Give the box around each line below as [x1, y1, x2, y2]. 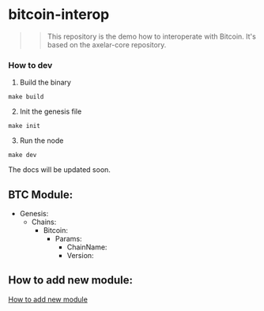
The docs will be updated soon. [8, 165, 111, 174]
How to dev [8, 59, 53, 70]
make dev [8, 152, 37, 159]
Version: [66, 251, 94, 260]
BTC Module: [8, 188, 74, 201]
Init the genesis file [19, 107, 82, 116]
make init [8, 122, 41, 130]
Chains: [31, 217, 57, 227]
